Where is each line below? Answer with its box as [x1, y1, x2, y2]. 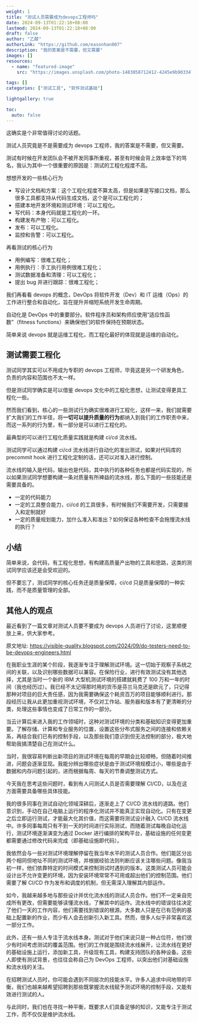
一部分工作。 [6, 921, 37, 928]
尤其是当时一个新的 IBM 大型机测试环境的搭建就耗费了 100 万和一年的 [16, 676, 185, 683]
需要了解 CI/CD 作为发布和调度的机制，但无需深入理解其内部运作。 [6, 879, 169, 886]
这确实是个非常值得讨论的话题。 [6, 129, 84, 136]
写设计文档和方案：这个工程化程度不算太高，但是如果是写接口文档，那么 [14, 187, 190, 194]
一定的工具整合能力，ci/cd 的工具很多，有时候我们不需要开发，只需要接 [14, 501, 189, 509]
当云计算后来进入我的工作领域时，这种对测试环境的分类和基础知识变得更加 [6, 718, 187, 725]
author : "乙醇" [6, 36, 42, 42]
